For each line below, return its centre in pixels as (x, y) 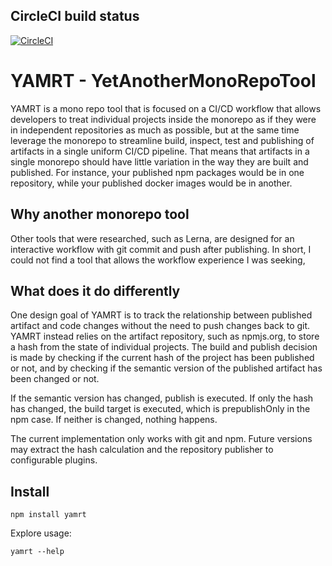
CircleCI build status (75, 16)
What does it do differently (95, 290)
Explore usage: (41, 533)
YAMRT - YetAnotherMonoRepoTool (163, 81)
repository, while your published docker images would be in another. (151, 183)
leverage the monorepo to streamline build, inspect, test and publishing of (162, 140)
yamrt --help (37, 552)
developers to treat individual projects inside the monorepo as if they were (163, 119)
